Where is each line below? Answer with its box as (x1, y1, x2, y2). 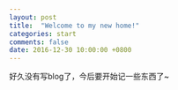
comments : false (9, 37, 69, 47)
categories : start (9, 29, 77, 38)
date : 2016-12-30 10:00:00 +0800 (9, 46, 132, 55)
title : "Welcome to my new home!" (9, 21, 140, 30)
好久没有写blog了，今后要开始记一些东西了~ (9, 71, 170, 82)
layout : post (9, 12, 57, 22)
